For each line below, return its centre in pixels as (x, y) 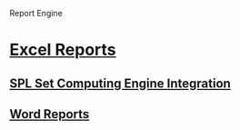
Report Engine (36, 13)
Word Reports (50, 114)
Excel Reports (63, 50)
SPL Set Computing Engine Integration (120, 83)
